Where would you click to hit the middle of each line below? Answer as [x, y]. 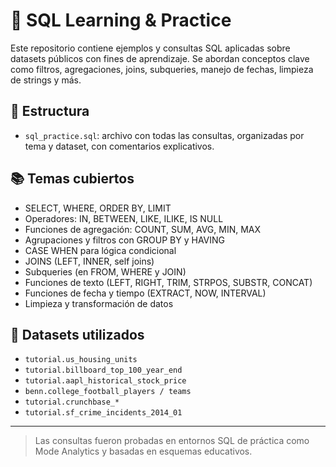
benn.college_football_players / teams [108, 392]
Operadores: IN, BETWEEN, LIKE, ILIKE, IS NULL [124, 218]
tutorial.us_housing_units [81, 360]
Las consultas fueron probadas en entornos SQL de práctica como [172, 441]
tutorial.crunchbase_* [72, 402]
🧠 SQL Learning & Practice [121, 20]
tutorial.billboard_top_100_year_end [103, 370]
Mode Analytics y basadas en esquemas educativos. [143, 451]
